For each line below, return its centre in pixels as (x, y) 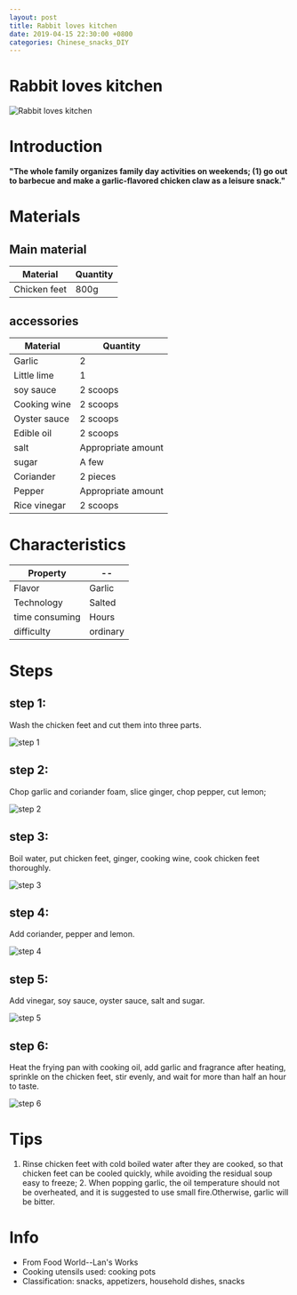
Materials (45, 216)
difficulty (32, 631)
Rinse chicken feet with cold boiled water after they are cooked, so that (153, 1163)
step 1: (28, 703)
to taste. (24, 1086)
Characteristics (68, 545)
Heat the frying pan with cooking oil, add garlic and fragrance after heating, (148, 1067)
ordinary (107, 631)
